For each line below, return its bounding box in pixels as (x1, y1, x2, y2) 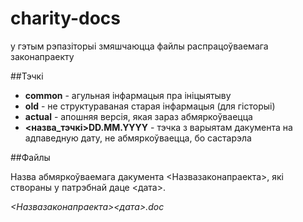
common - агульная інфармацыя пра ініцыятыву (24, 89, 232, 101)
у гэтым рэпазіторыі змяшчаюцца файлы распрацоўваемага (10, 40, 269, 52)
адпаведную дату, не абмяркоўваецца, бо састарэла (24, 132, 252, 144)
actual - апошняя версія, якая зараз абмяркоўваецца (24, 110, 253, 122)
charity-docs (10, 7, 121, 30)
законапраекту (10, 50, 75, 62)
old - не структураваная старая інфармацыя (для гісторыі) (24, 100, 276, 112)
